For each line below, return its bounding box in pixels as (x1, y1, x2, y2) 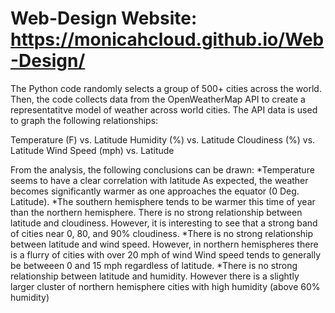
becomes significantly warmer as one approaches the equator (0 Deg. (10, 185, 300, 197)
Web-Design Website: (10, 7, 198, 30)
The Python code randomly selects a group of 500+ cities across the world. (10, 82, 322, 94)
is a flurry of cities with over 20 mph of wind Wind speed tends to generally (10, 248, 322, 261)
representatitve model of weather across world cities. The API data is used (10, 103, 318, 116)
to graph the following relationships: (10, 114, 159, 126)
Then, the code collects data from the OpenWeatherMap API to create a (10, 93, 306, 105)
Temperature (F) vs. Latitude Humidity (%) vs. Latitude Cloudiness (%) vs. (10, 133, 316, 146)
